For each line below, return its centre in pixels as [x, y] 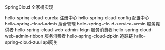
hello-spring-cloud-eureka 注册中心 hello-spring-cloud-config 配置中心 [77, 18]
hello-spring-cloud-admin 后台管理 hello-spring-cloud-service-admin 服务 [80, 24]
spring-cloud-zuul [23, 42]
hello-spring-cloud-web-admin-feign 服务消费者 [64, 30]
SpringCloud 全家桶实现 [29, 7]
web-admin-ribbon [24, 36]
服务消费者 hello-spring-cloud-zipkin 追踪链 [88, 36]
